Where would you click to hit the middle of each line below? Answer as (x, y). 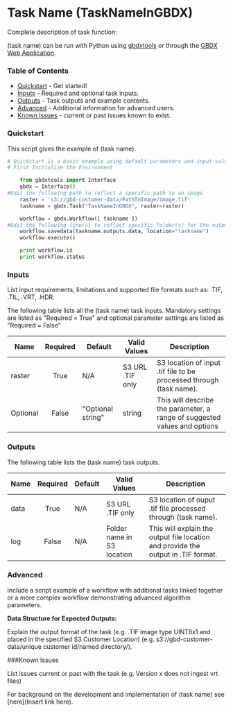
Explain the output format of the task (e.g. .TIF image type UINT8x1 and (109, 632)
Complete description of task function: (62, 32)
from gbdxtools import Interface (68, 180)
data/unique (24, 646)
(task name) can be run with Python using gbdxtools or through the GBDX (113, 45)
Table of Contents (38, 71)
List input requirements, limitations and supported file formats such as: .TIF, (115, 290)
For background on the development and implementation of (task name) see (116, 694)
